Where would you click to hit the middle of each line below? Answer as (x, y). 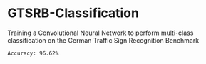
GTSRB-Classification (73, 13)
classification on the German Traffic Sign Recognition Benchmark (103, 40)
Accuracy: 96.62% (33, 53)
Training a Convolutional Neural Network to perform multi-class (101, 33)
